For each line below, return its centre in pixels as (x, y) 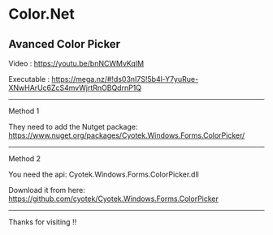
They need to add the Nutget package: (73, 127)
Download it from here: (47, 190)
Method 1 (24, 111)
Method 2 (25, 158)
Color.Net (41, 14)
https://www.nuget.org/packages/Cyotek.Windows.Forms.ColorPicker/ (127, 135)
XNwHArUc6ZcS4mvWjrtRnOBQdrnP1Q (75, 88)
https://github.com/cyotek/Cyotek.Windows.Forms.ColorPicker (114, 199)
